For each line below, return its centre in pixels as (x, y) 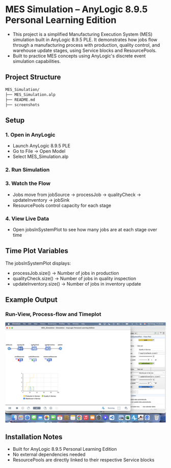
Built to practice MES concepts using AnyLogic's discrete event (79, 56)
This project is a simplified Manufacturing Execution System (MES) (82, 34)
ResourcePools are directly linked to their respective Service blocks (83, 460)
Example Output (31, 300)
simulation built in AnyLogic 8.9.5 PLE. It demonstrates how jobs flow (85, 40)
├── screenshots (22, 105)
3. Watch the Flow (28, 183)
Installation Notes (34, 437)
